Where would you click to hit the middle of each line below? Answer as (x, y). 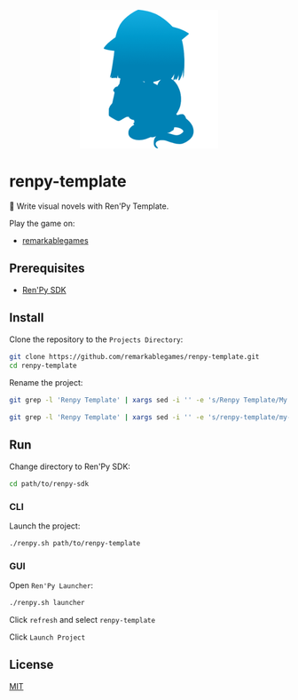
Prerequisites (47, 269)
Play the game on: (42, 223)
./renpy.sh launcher (47, 603)
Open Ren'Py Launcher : (51, 585)
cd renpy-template (43, 366)
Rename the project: (46, 383)
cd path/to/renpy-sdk (49, 484)
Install (27, 318)
